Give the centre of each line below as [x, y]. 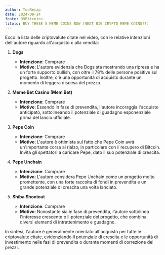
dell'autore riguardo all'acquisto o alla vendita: [52, 43]
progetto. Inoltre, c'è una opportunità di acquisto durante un [81, 77]
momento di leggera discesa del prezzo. [61, 83]
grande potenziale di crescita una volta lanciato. [68, 187]
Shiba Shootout [29, 197]
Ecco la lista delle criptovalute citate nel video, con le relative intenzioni [78, 37]
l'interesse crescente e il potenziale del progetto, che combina [83, 217]
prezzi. [12, 248]
